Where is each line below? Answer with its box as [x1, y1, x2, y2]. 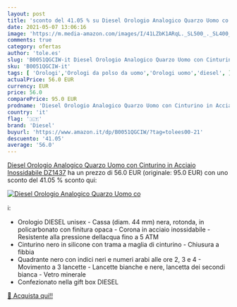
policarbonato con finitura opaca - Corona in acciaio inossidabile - [17, 225, 211, 234]
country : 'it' [7, 109, 49, 116]
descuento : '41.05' [7, 135, 65, 142]
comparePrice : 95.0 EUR [7, 96, 78, 103]
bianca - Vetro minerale [17, 270, 87, 279]
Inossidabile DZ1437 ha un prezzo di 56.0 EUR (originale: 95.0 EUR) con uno [7, 169, 229, 177]
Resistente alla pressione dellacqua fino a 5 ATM [17, 233, 159, 241]
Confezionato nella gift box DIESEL [17, 278, 119, 287]
